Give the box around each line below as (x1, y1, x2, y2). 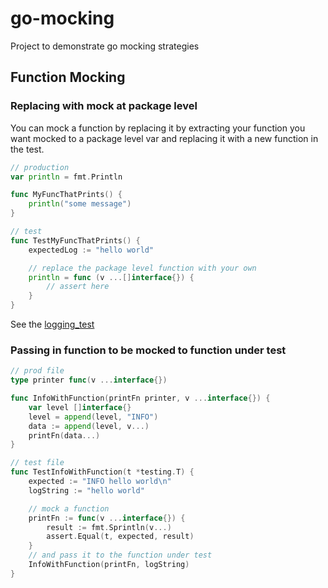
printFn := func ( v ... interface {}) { (28, 513, 186, 523)
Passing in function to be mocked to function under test (10, 343, 287, 357)
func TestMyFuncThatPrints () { (10, 235, 141, 246)
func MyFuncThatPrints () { (10, 190, 123, 200)
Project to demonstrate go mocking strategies (10, 40, 200, 52)
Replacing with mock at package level (10, 99, 198, 113)
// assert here (46, 282, 110, 292)
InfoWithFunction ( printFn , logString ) (28, 560, 190, 570)
